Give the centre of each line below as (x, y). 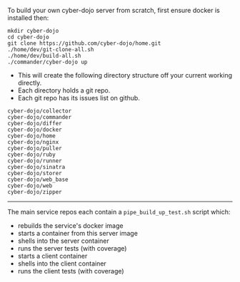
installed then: (28, 18)
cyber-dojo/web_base (38, 179)
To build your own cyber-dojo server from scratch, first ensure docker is (114, 10)
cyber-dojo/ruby (31, 155)
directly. (30, 83)
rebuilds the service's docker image (70, 226)
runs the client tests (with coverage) (71, 271)
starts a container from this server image (77, 233)
